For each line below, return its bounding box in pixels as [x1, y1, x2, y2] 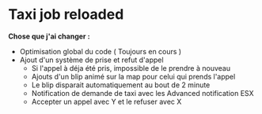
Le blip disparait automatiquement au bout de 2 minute [31, 80, 211, 90]
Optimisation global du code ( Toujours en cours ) [19, 46, 182, 56]
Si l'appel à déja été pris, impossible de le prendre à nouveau [31, 63, 231, 72]
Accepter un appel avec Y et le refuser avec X [31, 97, 182, 106]
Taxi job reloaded [8, 6, 124, 24]
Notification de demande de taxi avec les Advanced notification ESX [31, 88, 254, 97]
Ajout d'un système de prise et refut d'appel [19, 55, 164, 64]
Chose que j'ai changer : [8, 31, 90, 41]
